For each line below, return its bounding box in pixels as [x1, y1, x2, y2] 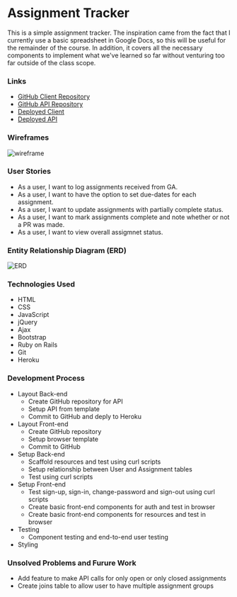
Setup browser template [28, 435, 99, 443]
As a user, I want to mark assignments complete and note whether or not [17, 213, 230, 221]
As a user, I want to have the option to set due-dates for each [17, 190, 197, 199]
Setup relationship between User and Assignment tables [28, 464, 192, 473]
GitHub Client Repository [17, 92, 91, 101]
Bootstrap [17, 333, 47, 342]
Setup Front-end [17, 480, 66, 489]
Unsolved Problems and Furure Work [7, 558, 137, 568]
